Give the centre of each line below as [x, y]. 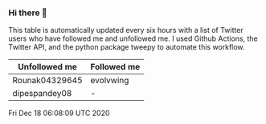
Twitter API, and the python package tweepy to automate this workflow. [127, 47]
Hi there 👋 [28, 13]
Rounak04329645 [47, 81]
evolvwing [110, 81]
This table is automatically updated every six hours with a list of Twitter [126, 30]
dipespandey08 [42, 94]
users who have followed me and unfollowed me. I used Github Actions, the [133, 38]
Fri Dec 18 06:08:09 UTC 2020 [59, 113]
